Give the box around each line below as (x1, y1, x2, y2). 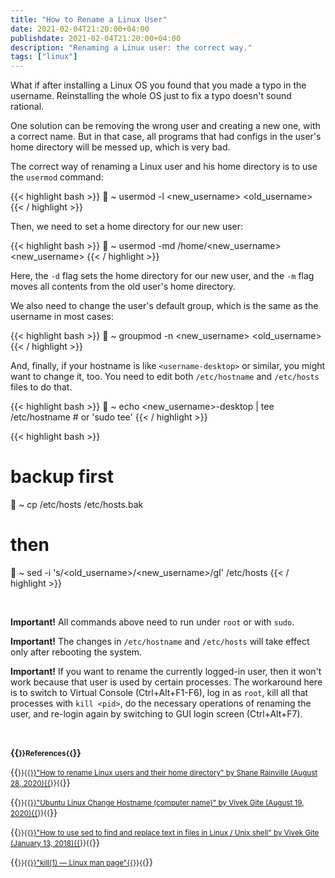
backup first (10, 466, 114, 488)
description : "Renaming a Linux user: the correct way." (10, 42, 253, 53)
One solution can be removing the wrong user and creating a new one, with (10, 120, 321, 132)
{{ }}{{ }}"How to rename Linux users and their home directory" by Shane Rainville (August (10, 766, 318, 778)
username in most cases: (10, 311, 114, 323)
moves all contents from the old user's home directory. (10, 281, 236, 293)
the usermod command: (10, 171, 104, 183)
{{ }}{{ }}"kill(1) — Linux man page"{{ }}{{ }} (10, 856, 154, 868)
